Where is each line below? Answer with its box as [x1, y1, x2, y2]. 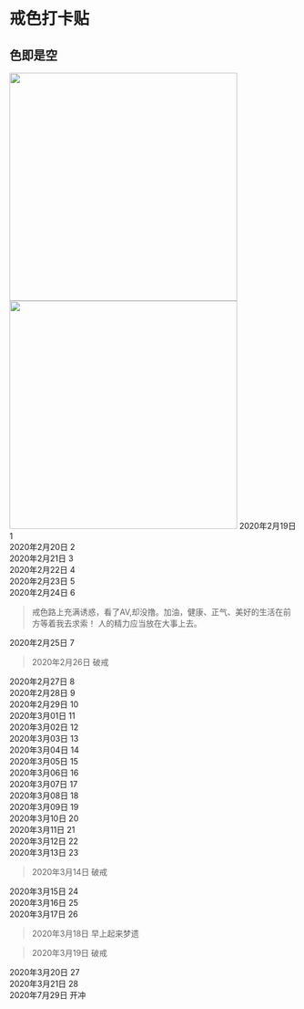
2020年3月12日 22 [9, 836, 79, 847]
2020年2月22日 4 [9, 565, 76, 575]
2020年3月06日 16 [9, 767, 79, 778]
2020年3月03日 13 [9, 733, 79, 744]
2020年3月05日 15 [9, 756, 79, 766]
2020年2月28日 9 [9, 688, 76, 698]
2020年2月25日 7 [9, 638, 75, 648]
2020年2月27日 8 [9, 676, 76, 687]
